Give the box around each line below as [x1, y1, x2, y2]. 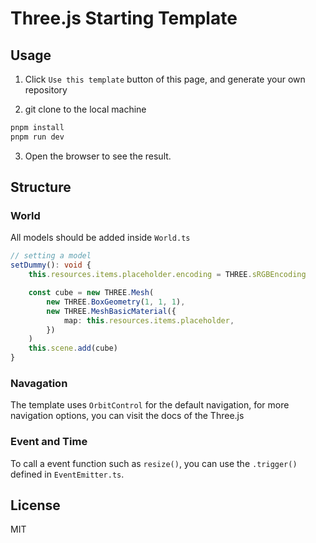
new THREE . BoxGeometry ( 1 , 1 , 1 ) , [46, 297, 186, 307]
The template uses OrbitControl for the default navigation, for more [10, 399, 290, 411]
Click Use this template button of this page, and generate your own [24, 73, 306, 85]
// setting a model [10, 251, 92, 261]
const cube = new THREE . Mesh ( [28, 288, 155, 298]
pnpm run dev [10, 132, 65, 142]
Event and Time [10, 435, 88, 449]
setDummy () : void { [10, 260, 92, 271]
